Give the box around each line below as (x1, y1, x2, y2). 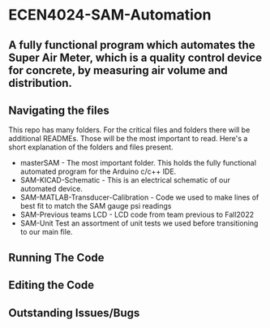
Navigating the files (8, 103, 109, 117)
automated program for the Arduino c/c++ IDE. (19, 166, 177, 176)
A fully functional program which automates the (8, 38, 255, 52)
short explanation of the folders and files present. (8, 142, 174, 152)
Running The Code (8, 250, 105, 265)
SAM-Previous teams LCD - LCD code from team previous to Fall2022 (19, 209, 255, 220)
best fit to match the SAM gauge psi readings (19, 201, 172, 211)
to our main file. (19, 227, 73, 237)
